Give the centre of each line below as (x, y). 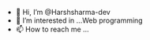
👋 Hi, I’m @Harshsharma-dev (63, 12)
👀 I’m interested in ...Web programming (79, 20)
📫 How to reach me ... (52, 29)
